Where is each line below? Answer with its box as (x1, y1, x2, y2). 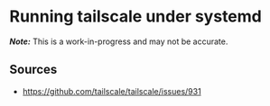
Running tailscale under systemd (9, 6, 262, 27)
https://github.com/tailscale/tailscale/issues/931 (22, 85, 201, 96)
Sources (9, 62, 58, 77)
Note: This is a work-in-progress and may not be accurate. (9, 36, 228, 47)
